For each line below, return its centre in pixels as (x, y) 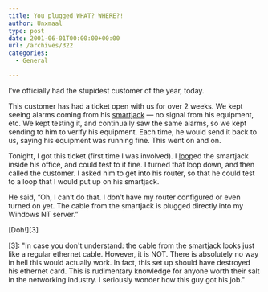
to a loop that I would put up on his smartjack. (84, 181)
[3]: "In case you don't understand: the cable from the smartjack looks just (132, 245)
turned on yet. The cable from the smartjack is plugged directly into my (126, 205)
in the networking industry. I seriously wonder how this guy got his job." (127, 279)
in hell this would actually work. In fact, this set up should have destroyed (129, 262)
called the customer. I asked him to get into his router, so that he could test (132, 173)
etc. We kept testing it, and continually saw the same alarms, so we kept (128, 123)
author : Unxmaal (35, 23)
